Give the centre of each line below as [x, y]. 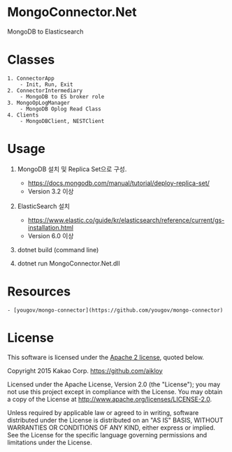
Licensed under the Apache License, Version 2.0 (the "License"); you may [114, 384]
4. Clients [23, 115]
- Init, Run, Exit [46, 85]
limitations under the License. [50, 442]
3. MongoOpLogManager [39, 103]
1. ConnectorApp [31, 78]
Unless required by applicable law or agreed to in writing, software [103, 412]
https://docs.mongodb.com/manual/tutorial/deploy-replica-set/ [118, 183]
